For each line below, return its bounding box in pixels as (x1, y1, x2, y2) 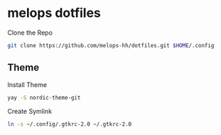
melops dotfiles (7, 5, 102, 21)
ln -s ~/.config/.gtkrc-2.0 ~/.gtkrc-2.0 (7, 120, 132, 128)
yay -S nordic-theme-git (7, 94, 81, 101)
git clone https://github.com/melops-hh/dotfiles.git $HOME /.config (7, 42, 215, 49)
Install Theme (7, 80, 48, 89)
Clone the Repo (7, 28, 53, 37)
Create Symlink (7, 107, 52, 115)
